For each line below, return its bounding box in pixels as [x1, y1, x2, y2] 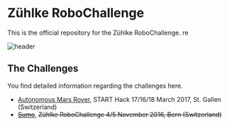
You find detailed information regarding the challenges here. [7, 81, 183, 90]
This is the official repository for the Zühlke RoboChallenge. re [7, 28, 189, 37]
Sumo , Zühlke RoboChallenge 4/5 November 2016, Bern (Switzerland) [17, 110, 222, 118]
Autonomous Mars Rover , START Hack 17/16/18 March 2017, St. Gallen [17, 95, 222, 103]
